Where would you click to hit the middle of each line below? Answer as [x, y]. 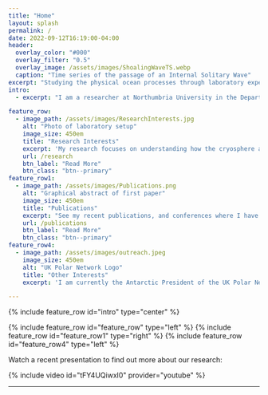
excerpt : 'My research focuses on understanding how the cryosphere [139, 148]
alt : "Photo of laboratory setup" [80, 127]
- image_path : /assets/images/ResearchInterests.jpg [105, 119]
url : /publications [55, 223]
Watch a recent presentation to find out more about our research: [115, 360]
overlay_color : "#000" [53, 53]
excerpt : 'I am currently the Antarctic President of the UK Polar [137, 282]
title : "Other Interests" [66, 275]
